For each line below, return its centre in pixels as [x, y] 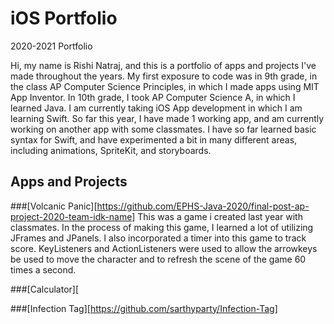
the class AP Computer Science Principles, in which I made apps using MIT [165, 86]
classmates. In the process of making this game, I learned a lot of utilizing [162, 227]
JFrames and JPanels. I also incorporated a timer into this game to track [158, 238]
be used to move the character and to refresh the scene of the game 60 [158, 259]
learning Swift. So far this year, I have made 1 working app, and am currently [167, 118]
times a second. [43, 269]
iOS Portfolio [64, 18]
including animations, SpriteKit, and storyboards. [111, 150]
